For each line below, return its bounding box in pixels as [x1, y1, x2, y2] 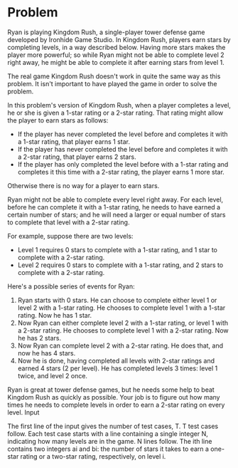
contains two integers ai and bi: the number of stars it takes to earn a [7, 444, 210, 453]
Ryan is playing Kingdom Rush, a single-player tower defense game [7, 28, 205, 36]
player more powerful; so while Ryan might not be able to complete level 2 [7, 51, 225, 59]
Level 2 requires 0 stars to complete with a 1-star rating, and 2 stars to [17, 261, 224, 269]
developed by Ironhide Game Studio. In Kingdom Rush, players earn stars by [7, 35, 231, 43]
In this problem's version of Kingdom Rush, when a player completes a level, [7, 100, 231, 109]
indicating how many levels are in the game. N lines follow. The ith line [7, 437, 212, 445]
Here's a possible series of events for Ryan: [7, 282, 135, 291]
